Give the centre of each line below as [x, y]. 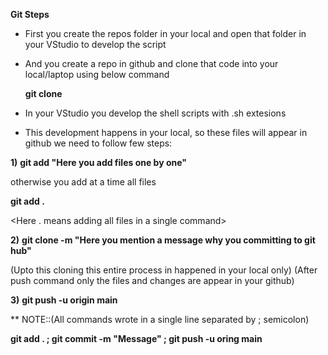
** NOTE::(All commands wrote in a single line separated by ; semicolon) [160, 319]
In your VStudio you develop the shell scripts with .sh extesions [155, 113]
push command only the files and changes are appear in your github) [152, 280]
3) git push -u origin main [64, 300]
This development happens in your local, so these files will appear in [166, 132]
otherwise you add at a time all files [83, 182]
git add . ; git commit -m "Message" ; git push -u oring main [136, 338]
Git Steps [30, 14]
